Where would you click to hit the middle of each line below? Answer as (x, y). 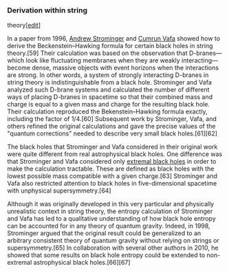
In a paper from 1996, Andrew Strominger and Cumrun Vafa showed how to (114, 39)
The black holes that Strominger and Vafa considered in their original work (112, 147)
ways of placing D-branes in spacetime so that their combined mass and (110, 97)
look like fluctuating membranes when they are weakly (103, 61)
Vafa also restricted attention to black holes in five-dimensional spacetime (112, 184)
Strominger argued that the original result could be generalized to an (104, 233)
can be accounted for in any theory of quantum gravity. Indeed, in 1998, (109, 226)
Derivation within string (47, 10)
